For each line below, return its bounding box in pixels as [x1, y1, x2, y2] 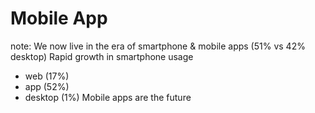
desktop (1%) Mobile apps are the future [24, 91, 192, 103]
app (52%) [24, 80, 70, 92]
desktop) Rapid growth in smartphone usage [10, 50, 194, 62]
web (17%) [24, 70, 70, 82]
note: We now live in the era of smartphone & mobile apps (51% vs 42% [10, 40, 306, 52]
